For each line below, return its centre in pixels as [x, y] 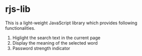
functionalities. [20, 28]
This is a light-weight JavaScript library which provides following [71, 23]
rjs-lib [18, 9]
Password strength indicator [41, 48]
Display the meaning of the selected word [55, 43]
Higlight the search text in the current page [56, 38]
